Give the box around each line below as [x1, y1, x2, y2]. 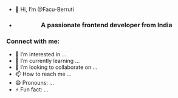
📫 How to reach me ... [15, 70, 72, 78]
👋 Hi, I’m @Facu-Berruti [15, 6, 74, 13]
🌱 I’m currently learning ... [15, 57, 80, 65]
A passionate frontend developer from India [41, 21, 173, 29]
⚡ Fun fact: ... [15, 86, 49, 93]
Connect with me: [6, 37, 60, 45]
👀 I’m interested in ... [15, 51, 67, 58]
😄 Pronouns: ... [15, 79, 55, 87]
